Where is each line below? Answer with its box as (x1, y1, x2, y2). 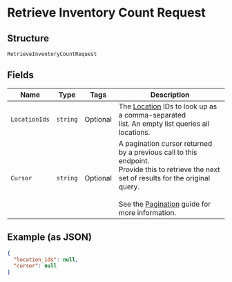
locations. (118, 127, 151, 137)
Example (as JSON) (7, 232, 92, 243)
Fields (7, 69, 35, 81)
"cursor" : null (13, 263, 57, 270)
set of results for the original (118, 173, 211, 182)
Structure (7, 32, 50, 44)
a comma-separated (118, 110, 186, 120)
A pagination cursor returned (118, 138, 213, 148)
